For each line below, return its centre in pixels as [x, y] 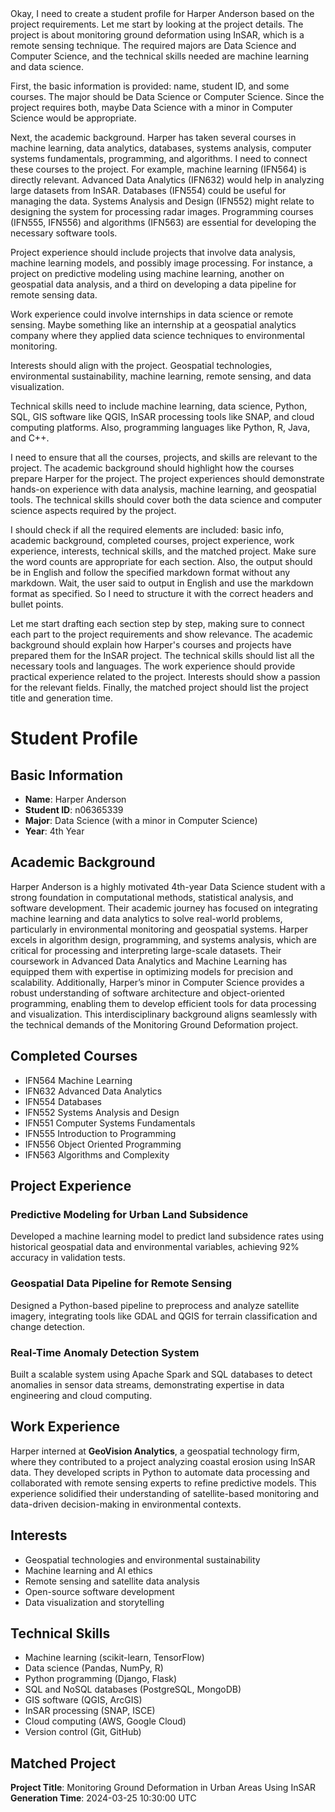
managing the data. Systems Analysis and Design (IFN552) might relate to [162, 201]
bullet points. [37, 604]
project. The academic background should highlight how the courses [152, 468]
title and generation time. [62, 698]
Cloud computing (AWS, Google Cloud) [105, 1721]
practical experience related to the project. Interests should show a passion [165, 676]
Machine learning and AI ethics [88, 1570]
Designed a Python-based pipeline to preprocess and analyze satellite [155, 1305]
